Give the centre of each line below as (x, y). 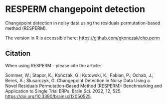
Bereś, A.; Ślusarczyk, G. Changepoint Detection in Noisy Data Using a (78, 80)
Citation (18, 53)
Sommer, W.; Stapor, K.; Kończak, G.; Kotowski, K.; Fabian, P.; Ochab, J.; (79, 75)
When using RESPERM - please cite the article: (53, 65)
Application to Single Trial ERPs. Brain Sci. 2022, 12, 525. (64, 91)
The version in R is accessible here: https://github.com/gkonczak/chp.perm (83, 38)
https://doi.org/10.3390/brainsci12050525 (48, 96)
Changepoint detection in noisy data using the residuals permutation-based (83, 23)
